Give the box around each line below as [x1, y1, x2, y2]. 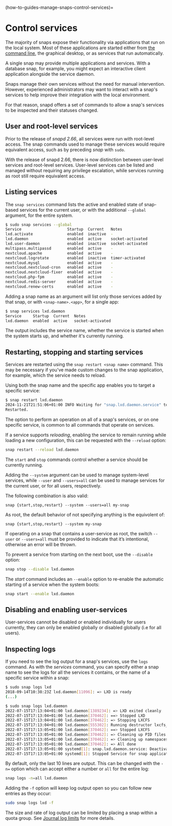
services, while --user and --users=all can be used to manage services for [5, 477, 165, 483]
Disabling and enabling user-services [5, 605, 127, 614]
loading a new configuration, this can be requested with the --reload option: [5, 437, 166, 443]
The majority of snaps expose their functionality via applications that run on [5, 39, 165, 45]
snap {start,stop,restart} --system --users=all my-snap [5, 502, 130, 508]
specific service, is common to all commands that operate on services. [5, 421, 155, 428]
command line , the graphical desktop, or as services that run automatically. [5, 50, 164, 56]
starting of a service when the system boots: [5, 581, 100, 588]
